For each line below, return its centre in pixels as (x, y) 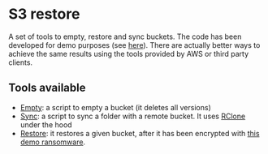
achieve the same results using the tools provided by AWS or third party (129, 53)
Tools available (47, 88)
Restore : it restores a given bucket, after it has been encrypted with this (140, 133)
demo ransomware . (53, 142)
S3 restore (44, 14)
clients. (21, 62)
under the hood (46, 124)
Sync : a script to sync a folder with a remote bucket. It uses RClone (133, 116)
